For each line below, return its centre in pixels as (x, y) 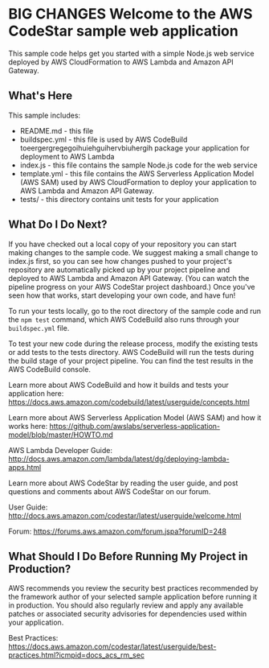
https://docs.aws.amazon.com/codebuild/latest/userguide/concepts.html (129, 402)
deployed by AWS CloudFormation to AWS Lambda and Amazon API (121, 62)
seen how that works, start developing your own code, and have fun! (122, 295)
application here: (36, 393)
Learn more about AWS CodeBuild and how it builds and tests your (118, 385)
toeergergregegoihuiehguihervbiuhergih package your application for (135, 148)
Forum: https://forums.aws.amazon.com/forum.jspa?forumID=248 (118, 531)
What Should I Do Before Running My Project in (128, 556)
